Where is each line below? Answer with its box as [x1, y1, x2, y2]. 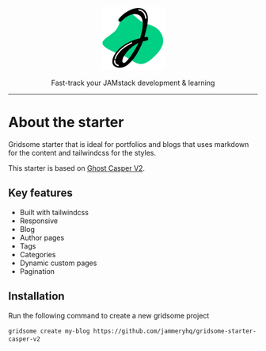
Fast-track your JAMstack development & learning [51, 78, 215, 87]
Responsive [19, 216, 58, 226]
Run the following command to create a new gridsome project [8, 310, 210, 320]
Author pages [19, 233, 65, 242]
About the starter [8, 114, 124, 132]
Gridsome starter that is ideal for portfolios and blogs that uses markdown [8, 139, 249, 148]
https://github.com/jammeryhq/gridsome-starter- [93, 327, 257, 335]
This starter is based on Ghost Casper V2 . [8, 163, 145, 172]
